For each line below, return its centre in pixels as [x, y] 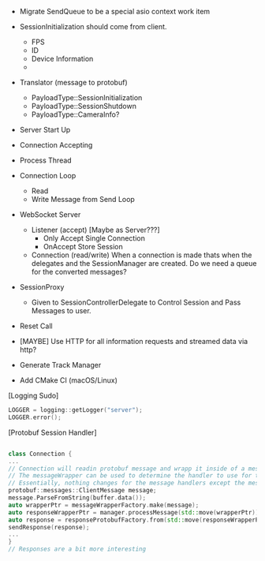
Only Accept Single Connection [94, 238]
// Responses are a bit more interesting [77, 549]
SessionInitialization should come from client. [93, 26]
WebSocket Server [50, 215]
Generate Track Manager [60, 365]
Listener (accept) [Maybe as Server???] [95, 230]
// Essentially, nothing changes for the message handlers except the [127, 483]
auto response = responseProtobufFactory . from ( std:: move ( [105, 520]
